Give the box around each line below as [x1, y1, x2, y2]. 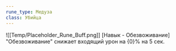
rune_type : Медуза [5, 8, 52, 15]
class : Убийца [5, 15, 42, 21]
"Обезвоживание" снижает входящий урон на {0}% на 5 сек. [5, 38, 165, 45]
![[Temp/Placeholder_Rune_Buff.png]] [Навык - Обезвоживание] [5, 31, 170, 38]
